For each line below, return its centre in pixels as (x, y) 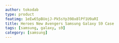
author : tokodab (22, 10)
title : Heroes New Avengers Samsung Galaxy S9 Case (59, 23)
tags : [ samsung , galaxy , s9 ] (35, 28)
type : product (20, 14)
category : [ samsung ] (27, 33)
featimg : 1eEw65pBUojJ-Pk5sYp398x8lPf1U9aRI (52, 19)
